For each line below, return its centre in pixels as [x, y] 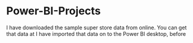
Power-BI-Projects [54, 11]
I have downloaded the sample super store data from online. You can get [96, 27]
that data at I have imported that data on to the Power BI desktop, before [96, 33]
